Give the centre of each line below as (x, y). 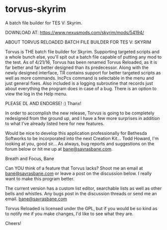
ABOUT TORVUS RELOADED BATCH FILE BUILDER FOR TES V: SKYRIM (78, 42)
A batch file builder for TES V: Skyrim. (44, 23)
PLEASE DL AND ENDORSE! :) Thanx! (43, 103)
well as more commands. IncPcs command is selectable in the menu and (80, 78)
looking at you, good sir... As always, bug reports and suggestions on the (80, 144)
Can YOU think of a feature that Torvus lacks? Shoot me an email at (74, 168)
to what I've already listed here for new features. (55, 123)
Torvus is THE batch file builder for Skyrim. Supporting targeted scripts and (83, 52)
